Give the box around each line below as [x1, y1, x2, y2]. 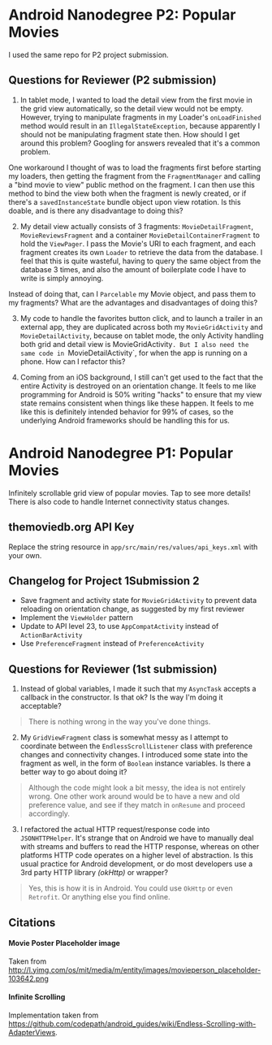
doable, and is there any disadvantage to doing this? [8, 206, 184, 215]
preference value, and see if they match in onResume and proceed [28, 800, 246, 810]
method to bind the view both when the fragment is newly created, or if [8, 189, 247, 198]
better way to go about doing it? [19, 767, 127, 777]
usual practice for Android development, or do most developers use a [19, 859, 253, 869]
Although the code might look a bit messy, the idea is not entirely [28, 783, 246, 793]
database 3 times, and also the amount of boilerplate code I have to [19, 264, 246, 274]
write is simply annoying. [19, 273, 104, 283]
